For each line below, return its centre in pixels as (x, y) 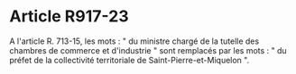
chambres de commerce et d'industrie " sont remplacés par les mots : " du (148, 50)
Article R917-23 (69, 16)
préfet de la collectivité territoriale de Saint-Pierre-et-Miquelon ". (129, 60)
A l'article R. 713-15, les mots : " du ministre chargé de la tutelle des (134, 41)
